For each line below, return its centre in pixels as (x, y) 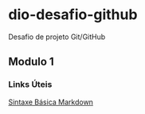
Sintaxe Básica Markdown (51, 102)
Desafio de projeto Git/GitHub (57, 37)
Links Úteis (30, 85)
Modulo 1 (31, 62)
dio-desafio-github (73, 15)
